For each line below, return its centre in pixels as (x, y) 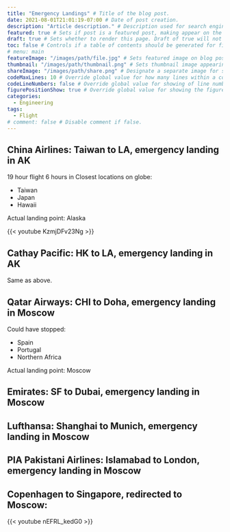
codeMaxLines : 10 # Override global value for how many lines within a (111, 77)
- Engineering (33, 103)
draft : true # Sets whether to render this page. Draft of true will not (115, 39)
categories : (24, 97)
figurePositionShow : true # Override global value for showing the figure (116, 90)
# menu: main (26, 52)
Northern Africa (39, 357)
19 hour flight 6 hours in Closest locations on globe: (80, 177)
